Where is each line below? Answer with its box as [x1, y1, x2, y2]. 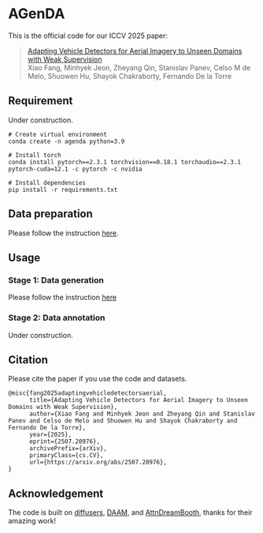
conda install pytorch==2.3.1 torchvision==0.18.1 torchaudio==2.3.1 [8, 158, 242, 166]
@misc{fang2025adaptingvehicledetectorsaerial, [8, 389, 168, 397]
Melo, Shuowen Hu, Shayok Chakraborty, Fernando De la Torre [27, 71, 232, 81]
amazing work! [8, 516, 57, 526]
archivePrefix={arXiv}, [28, 445, 108, 452]
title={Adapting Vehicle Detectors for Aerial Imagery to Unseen [28, 396, 248, 404]
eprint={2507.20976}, [28, 437, 101, 446]
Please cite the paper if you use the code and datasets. [8, 374, 187, 384]
